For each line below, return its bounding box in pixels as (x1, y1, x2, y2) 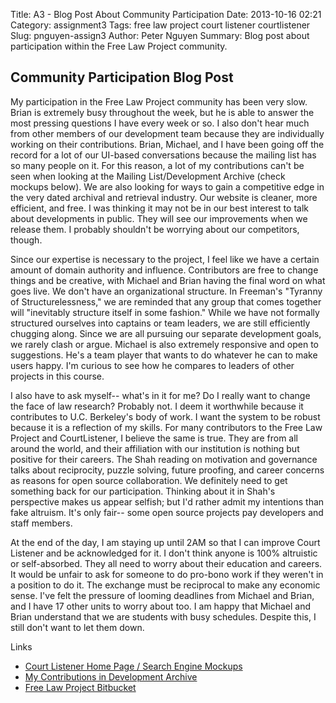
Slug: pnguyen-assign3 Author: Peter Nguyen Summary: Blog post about (10, 30, 310, 41)
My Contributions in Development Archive (24, 670, 198, 683)
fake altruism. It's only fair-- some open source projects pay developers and (10, 506, 324, 518)
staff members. (10, 517, 73, 529)
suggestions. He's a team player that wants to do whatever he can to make (10, 349, 318, 361)
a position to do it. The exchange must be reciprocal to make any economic (10, 579, 321, 591)
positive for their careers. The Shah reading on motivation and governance (10, 453, 318, 465)
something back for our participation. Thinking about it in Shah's (10, 485, 276, 497)
